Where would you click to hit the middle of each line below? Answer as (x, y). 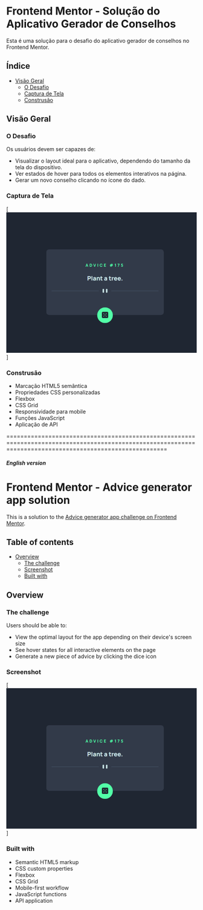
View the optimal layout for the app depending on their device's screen (103, 637)
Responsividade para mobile (50, 411)
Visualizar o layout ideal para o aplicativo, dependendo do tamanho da (103, 161)
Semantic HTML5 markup (47, 862)
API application (34, 900)
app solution (38, 500)
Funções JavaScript (40, 418)
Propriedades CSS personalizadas (58, 392)
